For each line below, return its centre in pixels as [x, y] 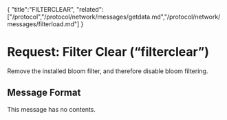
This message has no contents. [52, 109]
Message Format [44, 93]
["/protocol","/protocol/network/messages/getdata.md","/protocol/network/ [114, 17]
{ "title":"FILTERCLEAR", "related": [55, 9]
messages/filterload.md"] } [45, 24]
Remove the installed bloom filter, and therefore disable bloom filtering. [108, 71]
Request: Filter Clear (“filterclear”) [108, 52]
